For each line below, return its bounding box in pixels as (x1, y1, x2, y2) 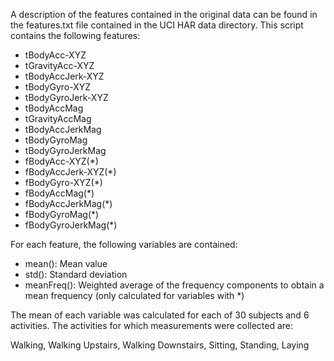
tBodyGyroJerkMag (24, 145, 107, 156)
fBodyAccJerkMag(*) (24, 198, 113, 209)
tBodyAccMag (24, 102, 84, 114)
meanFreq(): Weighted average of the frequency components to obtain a (24, 279, 325, 291)
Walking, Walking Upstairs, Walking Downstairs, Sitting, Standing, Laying (10, 339, 310, 351)
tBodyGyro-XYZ (24, 81, 92, 93)
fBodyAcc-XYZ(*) (24, 155, 99, 167)
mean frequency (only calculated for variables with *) (24, 290, 245, 301)
